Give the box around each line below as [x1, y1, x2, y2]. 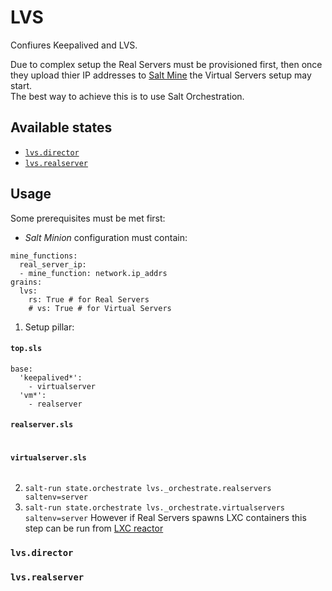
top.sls [10, 344, 43, 354]
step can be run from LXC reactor [24, 522, 164, 535]
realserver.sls [10, 420, 74, 430]
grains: [10, 277, 43, 287]
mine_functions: [10, 251, 78, 261]
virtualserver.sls [10, 452, 87, 463]
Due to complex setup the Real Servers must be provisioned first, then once [10, 58, 323, 70]
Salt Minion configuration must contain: [24, 231, 188, 243]
